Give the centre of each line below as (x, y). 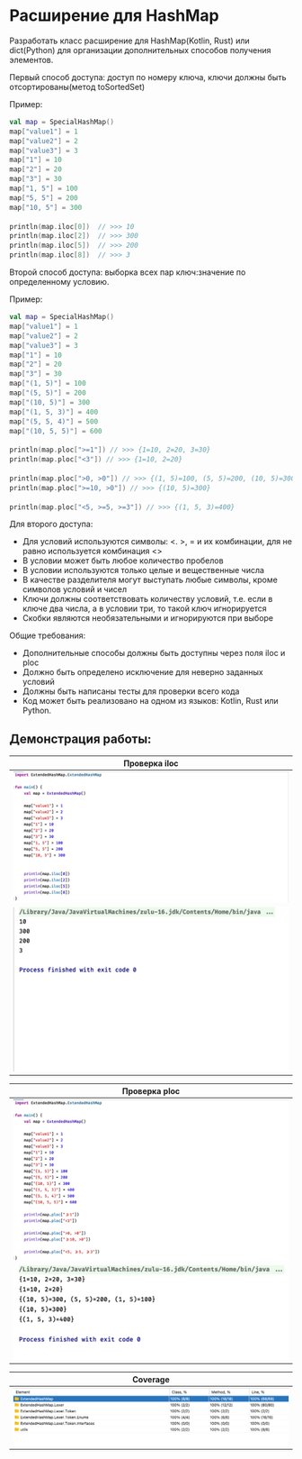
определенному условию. (59, 282)
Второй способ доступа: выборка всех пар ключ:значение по (128, 272)
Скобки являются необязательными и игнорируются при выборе (148, 618)
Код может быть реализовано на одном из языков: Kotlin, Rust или (150, 701)
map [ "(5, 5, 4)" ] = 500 (54, 421)
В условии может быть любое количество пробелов (123, 561)
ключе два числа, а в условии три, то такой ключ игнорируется (144, 608)
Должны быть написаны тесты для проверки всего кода (131, 691)
